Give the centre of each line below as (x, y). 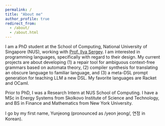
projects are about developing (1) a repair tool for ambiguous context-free (80, 62)
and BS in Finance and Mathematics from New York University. (69, 103)
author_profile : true (27, 19)
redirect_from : (21, 23)
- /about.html (24, 32)
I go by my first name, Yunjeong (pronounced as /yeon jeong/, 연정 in (75, 113)
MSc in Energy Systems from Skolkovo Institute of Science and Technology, (82, 98)
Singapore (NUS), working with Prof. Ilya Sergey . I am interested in (73, 52)
